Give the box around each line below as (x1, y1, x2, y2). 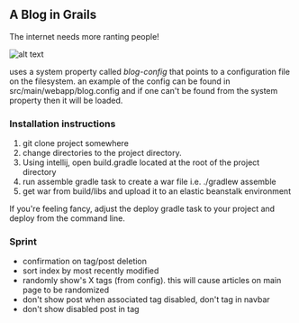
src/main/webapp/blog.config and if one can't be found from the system (9, 85, 278, 96)
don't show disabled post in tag (22, 304, 140, 315)
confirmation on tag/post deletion (22, 256, 147, 267)
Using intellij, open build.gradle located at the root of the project (22, 157, 260, 168)
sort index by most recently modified (22, 265, 159, 276)
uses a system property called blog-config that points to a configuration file (9, 66, 291, 77)
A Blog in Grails (9, 7, 97, 23)
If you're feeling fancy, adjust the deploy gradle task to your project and (9, 203, 276, 215)
